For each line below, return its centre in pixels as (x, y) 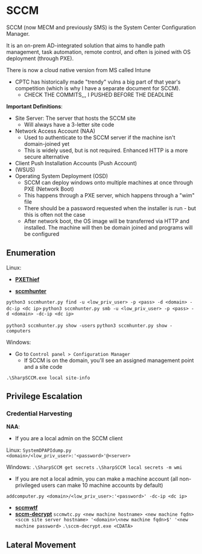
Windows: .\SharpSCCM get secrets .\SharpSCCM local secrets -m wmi (94, 467)
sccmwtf (26, 508)
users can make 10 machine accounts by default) (102, 486)
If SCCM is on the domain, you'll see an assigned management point (109, 360)
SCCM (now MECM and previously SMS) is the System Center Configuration (101, 27)
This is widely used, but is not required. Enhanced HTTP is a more (106, 150)
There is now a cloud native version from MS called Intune (78, 70)
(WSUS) (25, 170)
